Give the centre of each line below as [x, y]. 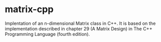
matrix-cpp [29, 9]
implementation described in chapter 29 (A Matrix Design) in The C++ [78, 28]
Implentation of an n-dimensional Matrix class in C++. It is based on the [80, 23]
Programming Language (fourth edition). [47, 34]
